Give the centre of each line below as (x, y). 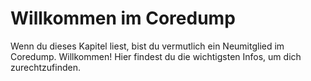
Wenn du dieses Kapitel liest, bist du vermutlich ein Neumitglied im (147, 46)
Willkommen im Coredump (123, 18)
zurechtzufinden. (45, 67)
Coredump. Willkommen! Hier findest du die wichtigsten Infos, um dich (156, 56)
